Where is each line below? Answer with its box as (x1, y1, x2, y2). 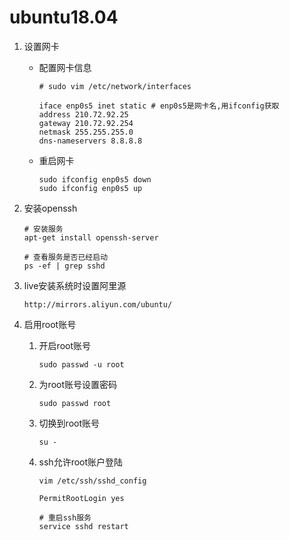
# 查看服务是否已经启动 (23, 252, 109, 262)
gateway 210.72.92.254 (38, 118, 134, 128)
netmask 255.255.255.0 (38, 127, 134, 137)
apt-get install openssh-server (23, 232, 159, 243)
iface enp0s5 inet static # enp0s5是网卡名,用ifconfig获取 (38, 101, 280, 111)
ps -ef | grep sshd (23, 261, 106, 271)
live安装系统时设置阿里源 (23, 279, 127, 291)
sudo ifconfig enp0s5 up (38, 183, 143, 193)
